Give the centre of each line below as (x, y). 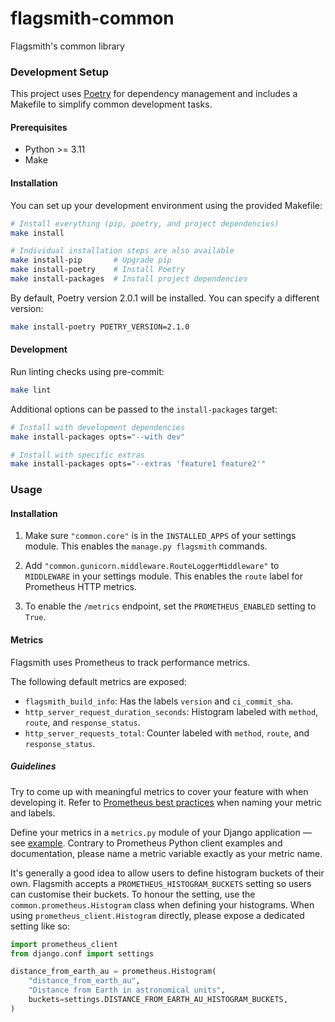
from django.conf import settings (82, 953)
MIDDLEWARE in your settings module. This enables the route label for (163, 576)
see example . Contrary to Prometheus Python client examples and (146, 843)
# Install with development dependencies (98, 427)
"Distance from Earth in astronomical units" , (127, 990)
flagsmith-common (92, 18)
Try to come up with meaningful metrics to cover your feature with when (159, 791)
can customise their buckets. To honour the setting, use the (133, 894)
